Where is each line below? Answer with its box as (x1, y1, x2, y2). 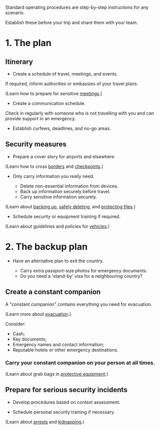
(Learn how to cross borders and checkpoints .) (5, 163, 104, 169)
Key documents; (12, 336, 47, 342)
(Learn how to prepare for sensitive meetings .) (5, 91, 102, 96)
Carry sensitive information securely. (20, 194, 97, 200)
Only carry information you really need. (12, 173, 95, 179)
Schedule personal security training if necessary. (12, 409, 115, 415)
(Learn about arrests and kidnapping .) (5, 418, 85, 425)
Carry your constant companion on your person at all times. (5, 360, 155, 367)
